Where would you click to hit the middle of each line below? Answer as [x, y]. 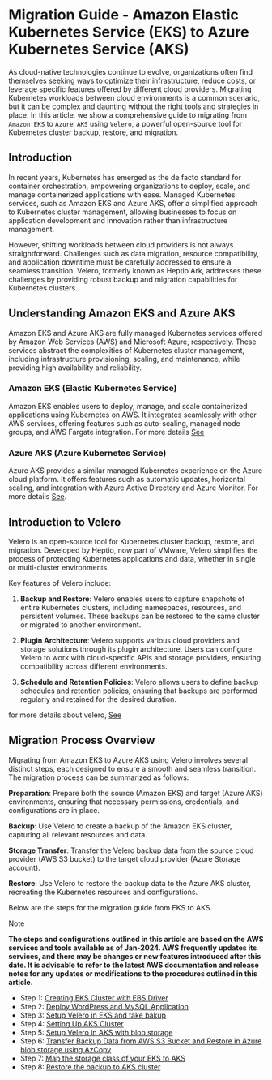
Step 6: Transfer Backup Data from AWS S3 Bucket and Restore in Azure [141, 1041]
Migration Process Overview [82, 740]
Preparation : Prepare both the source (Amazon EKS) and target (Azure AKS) [136, 793]
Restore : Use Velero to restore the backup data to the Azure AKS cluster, [130, 883]
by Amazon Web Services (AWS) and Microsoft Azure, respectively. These [132, 342]
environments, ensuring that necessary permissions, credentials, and [123, 802]
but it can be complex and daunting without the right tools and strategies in [134, 106]
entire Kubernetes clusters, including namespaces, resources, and [131, 607]
